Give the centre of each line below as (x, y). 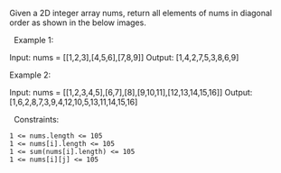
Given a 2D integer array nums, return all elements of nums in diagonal (141, 13)
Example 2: (30, 75)
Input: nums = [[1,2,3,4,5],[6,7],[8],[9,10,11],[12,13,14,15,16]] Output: (131, 92)
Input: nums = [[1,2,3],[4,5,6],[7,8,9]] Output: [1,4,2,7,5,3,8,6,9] (124, 57)
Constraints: (36, 119)
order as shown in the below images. (78, 23)
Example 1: (33, 40)
